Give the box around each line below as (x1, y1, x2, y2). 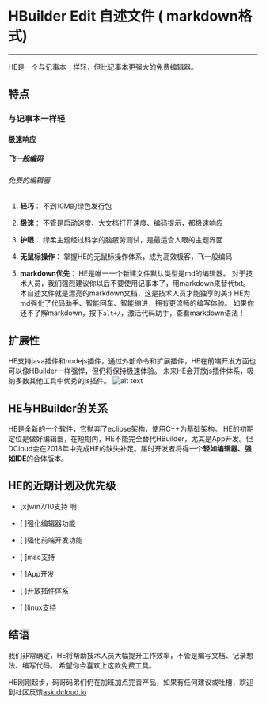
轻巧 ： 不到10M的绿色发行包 (19, 201, 112, 211)
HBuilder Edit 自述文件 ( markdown (8, 7, 239, 25)
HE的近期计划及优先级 (8, 479, 116, 493)
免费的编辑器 (8, 175, 50, 185)
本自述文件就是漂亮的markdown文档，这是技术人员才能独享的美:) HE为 (19, 288, 251, 298)
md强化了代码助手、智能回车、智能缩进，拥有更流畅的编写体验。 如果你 (19, 299, 255, 308)
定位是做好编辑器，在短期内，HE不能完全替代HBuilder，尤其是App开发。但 (8, 434, 253, 443)
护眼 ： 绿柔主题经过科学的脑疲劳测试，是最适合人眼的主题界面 (19, 235, 223, 245)
